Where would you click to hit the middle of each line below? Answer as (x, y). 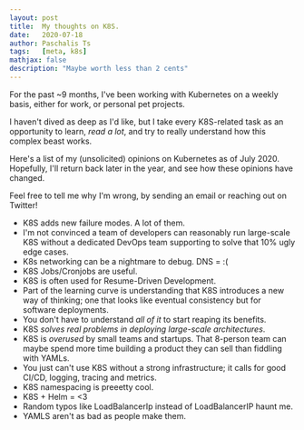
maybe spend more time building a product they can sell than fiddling (152, 348)
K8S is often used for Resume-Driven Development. (119, 280)
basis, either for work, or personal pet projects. (98, 104)
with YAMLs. (46, 358)
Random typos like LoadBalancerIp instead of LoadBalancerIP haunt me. (157, 406)
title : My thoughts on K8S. (64, 26)
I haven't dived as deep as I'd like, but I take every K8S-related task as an (147, 121)
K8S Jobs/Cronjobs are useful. (80, 271)
